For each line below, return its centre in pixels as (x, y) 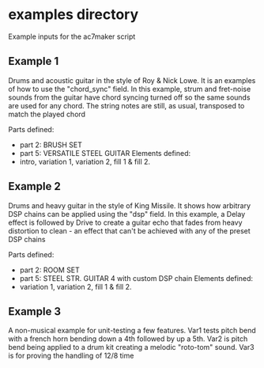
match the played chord (47, 114)
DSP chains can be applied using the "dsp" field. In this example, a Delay (127, 214)
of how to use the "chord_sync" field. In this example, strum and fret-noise (130, 89)
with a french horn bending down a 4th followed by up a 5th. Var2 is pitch (128, 339)
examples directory (74, 15)
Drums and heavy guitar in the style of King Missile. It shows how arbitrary (130, 205)
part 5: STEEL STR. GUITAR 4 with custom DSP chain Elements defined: (136, 278)
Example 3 (35, 311)
